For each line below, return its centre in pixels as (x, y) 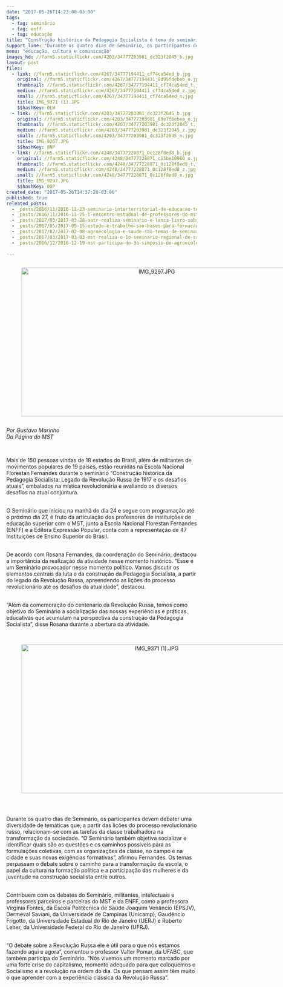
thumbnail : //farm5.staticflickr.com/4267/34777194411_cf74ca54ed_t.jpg (111, 85)
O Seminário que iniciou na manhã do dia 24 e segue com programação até (100, 510)
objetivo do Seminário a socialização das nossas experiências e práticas (96, 611)
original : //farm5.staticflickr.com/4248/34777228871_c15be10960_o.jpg (109, 158)
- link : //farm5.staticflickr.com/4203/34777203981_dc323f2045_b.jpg (101, 113)
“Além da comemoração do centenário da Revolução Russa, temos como (97, 605)
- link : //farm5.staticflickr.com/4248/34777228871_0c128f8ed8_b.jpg (101, 153)
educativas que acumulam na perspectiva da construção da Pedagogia (95, 617)
